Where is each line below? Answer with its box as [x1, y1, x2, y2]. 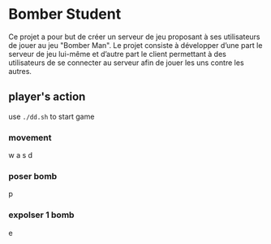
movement [8, 132, 52, 143]
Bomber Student [8, 5, 122, 24]
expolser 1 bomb [8, 209, 75, 220]
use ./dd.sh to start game [8, 111, 95, 121]
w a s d [8, 150, 33, 160]
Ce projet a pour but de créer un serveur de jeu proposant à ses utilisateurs [8, 32, 260, 41]
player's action [8, 90, 86, 104]
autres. [8, 66, 32, 76]
